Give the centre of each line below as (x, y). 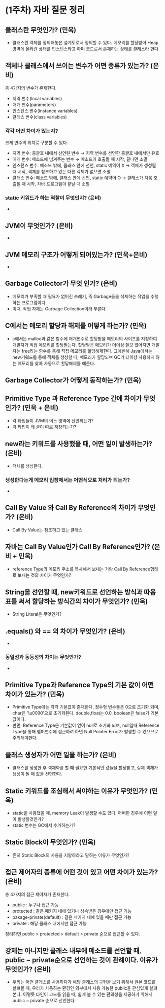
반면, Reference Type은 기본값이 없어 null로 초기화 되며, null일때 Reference (86, 725)
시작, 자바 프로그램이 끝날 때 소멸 (58, 184)
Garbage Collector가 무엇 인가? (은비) (61, 283)
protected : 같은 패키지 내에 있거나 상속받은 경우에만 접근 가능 (72, 911)
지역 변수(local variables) (37, 98)
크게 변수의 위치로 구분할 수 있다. (37, 143)
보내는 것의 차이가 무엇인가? (44, 575)
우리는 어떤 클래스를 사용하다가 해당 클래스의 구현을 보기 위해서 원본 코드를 (84, 982)
